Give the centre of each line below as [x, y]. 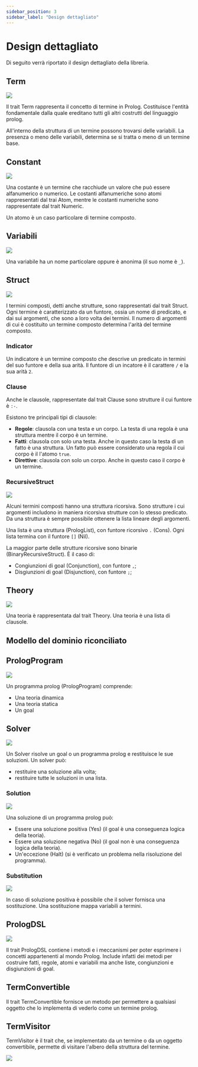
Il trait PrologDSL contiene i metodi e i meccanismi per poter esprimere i [94, 950]
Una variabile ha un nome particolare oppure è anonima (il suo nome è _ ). [95, 262]
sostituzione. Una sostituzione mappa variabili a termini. [74, 906]
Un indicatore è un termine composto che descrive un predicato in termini [96, 359]
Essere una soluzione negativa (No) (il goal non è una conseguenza [97, 842]
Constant [24, 162]
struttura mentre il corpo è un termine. [61, 435]
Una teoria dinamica [39, 697]
